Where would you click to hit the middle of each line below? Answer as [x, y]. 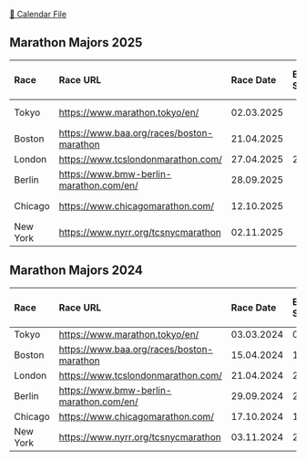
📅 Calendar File [38, 14]
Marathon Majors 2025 [76, 42]
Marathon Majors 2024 [76, 271]
